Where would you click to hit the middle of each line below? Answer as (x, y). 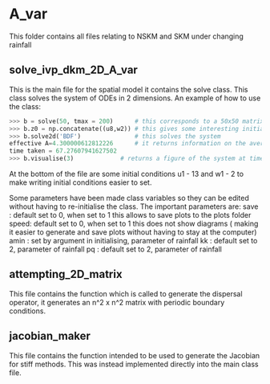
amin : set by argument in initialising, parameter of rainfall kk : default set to (133, 241)
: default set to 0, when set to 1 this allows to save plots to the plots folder (130, 215)
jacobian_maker (50, 336)
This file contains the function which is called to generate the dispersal (126, 293)
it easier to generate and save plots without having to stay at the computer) (133, 232)
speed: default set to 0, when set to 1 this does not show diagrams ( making (134, 223)
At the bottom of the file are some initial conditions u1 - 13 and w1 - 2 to (126, 174)
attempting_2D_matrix (66, 274)
